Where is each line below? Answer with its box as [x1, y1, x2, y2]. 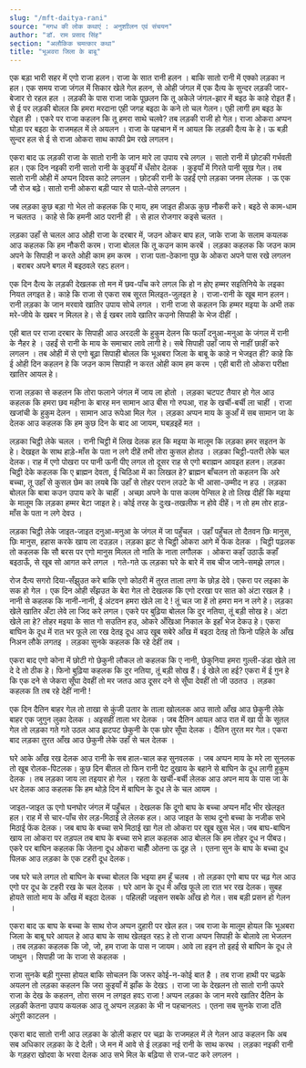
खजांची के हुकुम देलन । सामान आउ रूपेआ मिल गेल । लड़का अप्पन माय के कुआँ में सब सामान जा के [9, 408, 294, 419]
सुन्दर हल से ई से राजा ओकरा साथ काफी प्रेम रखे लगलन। [9, 134, 175, 145]
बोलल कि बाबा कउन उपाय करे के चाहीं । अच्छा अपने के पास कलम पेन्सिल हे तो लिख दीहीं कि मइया [9, 487, 291, 498]
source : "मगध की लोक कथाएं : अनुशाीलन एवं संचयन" [9, 22, 173, 31]
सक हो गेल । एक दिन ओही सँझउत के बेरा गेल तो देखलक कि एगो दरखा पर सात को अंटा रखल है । [9, 586, 291, 596]
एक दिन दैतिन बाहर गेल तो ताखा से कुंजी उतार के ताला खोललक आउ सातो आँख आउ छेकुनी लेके [9, 704, 284, 715]
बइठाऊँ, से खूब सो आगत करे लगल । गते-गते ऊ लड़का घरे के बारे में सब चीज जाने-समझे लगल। [9, 557, 285, 568]
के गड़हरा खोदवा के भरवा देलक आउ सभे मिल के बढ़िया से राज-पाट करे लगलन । [9, 1050, 240, 1061]
